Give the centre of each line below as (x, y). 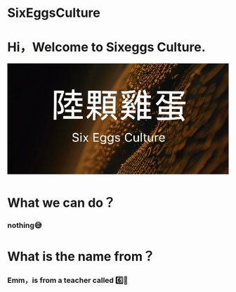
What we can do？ (61, 203)
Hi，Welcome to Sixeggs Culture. (106, 47)
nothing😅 (25, 225)
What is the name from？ (81, 256)
